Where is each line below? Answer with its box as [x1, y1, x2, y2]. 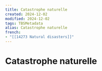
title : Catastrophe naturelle [5, 7, 68, 12]
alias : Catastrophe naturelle [5, 25, 68, 30]
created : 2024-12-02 [5, 12, 48, 17]
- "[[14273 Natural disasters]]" [5, 35, 74, 40]
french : [5, 30, 21, 35]
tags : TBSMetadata [5, 21, 43, 26]
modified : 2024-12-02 [5, 16, 50, 21]
